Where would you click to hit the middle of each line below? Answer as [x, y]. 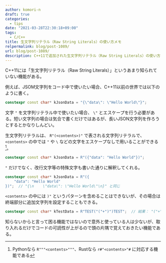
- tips [16, 23]
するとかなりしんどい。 [33, 125]
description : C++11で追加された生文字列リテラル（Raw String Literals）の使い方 [83, 56]
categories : [17, 19]
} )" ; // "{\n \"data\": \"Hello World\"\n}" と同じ [63, 186]
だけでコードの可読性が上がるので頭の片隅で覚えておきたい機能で [89, 228]
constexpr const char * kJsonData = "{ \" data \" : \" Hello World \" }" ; [76, 103]
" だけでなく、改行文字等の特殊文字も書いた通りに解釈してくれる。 [74, 167]
